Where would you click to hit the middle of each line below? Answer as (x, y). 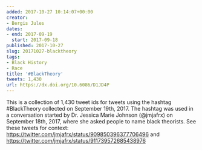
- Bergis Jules (25, 23)
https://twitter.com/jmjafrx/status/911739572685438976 (76, 141)
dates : (15, 29)
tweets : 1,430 (24, 79)
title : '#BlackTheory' (35, 74)
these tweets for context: (37, 128)
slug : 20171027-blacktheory (42, 51)
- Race (15, 68)
